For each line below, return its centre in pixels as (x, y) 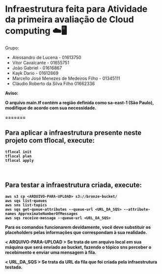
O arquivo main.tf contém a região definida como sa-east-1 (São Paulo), (80, 102)
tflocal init (18, 152)
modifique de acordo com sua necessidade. (51, 108)
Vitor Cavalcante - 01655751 (41, 62)
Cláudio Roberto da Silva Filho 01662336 (53, 83)
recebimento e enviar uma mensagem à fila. (51, 252)
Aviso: (12, 93)
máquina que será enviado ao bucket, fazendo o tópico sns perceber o (78, 247)
